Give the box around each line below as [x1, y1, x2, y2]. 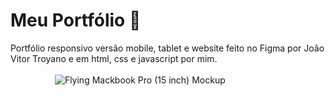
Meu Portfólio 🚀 [10, 9, 142, 32]
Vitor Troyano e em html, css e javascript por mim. [10, 52, 218, 64]
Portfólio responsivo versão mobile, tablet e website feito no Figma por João [10, 42, 325, 54]
